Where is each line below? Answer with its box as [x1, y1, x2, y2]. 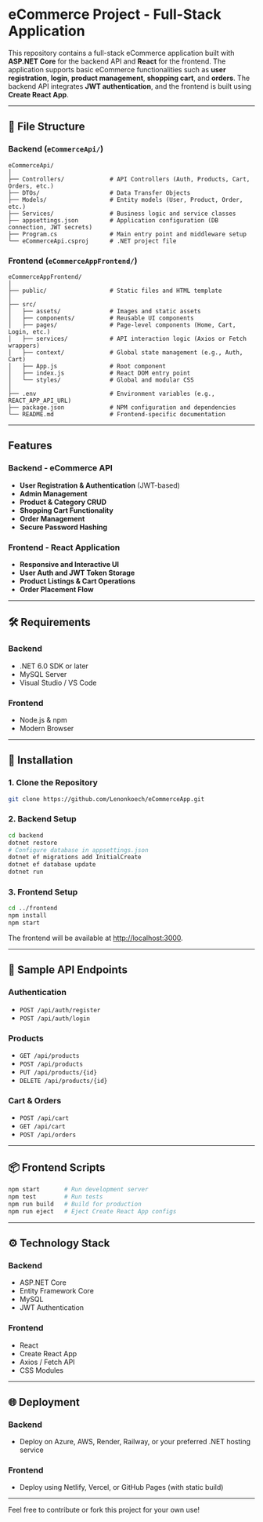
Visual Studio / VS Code [19, 678, 97, 687]
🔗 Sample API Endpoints [8, 964, 128, 977]
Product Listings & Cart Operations [19, 576, 135, 586]
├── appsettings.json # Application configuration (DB [8, 216, 219, 225]
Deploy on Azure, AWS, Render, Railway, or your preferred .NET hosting [19, 1437, 251, 1447]
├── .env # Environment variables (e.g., [8, 390, 215, 397]
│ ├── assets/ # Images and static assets [8, 307, 201, 315]
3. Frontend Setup [8, 886, 78, 897]
